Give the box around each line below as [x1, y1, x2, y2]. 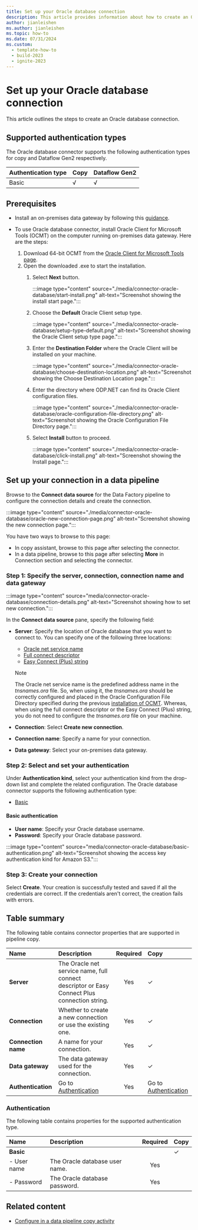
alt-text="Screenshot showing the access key [55, 849, 167, 856]
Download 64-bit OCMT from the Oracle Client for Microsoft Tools [23, 250, 184, 257]
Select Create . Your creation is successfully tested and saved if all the [6, 883, 177, 890]
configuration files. [32, 393, 78, 400]
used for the [58, 1062, 93, 1070]
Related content [6, 1202, 66, 1212]
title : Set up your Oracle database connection [6, 8, 126, 15]
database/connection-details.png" [6, 599, 90, 606]
